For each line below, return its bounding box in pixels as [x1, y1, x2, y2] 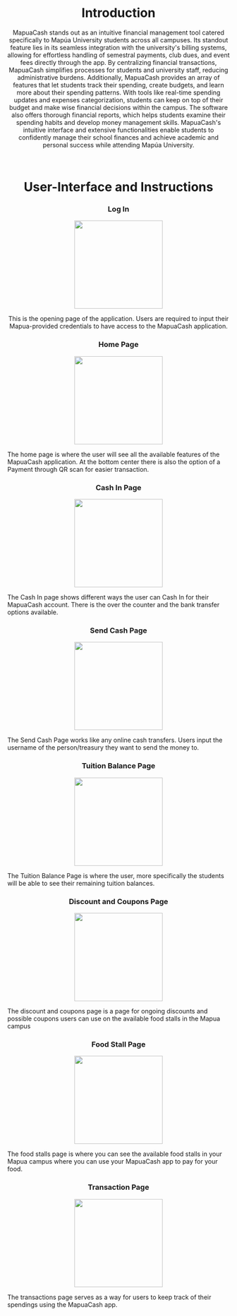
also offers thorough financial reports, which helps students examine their [11, 111, 226, 119]
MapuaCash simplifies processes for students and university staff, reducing [8, 66, 229, 74]
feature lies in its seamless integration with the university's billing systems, [10, 43, 227, 51]
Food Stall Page [91, 1039, 146, 1049]
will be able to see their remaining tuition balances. [7, 879, 155, 887]
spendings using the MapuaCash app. [7, 1300, 118, 1309]
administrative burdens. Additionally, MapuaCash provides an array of [17, 73, 220, 82]
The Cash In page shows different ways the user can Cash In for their [7, 593, 209, 602]
